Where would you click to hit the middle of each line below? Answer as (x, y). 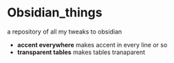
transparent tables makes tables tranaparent (81, 52)
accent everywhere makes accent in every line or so (92, 45)
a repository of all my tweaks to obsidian (65, 32)
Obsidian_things (55, 13)
